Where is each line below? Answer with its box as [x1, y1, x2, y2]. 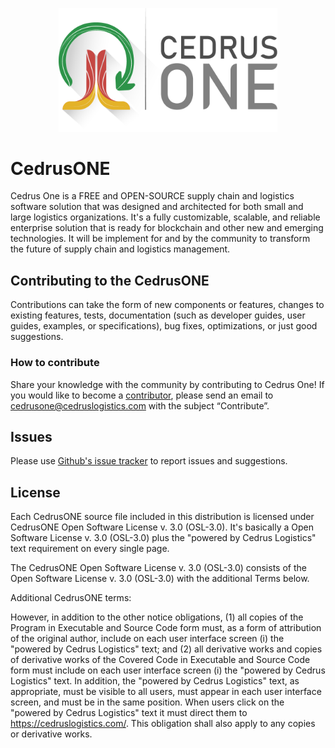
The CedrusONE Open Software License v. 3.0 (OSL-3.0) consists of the [10, 562, 307, 574]
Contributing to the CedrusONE [10, 272, 210, 289]
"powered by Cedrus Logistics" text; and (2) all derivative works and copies [10, 643, 323, 655]
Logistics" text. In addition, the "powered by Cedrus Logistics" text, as [10, 675, 300, 687]
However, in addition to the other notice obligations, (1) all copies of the [10, 611, 304, 623]
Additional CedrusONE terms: [10, 592, 132, 604]
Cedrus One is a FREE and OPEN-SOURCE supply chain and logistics [10, 190, 295, 202]
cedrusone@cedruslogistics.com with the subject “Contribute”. [10, 399, 270, 412]
